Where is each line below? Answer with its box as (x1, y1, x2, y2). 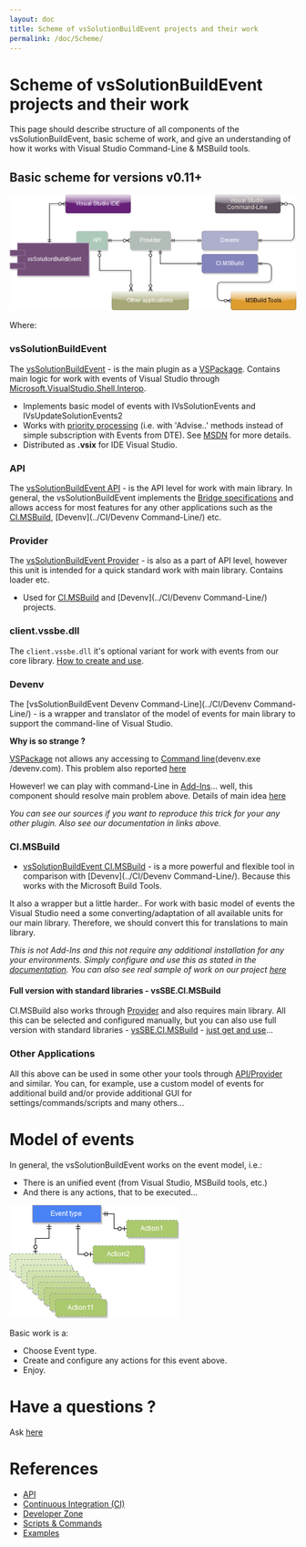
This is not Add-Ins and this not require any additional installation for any (9, 944, 285, 956)
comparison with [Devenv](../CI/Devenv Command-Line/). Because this (22, 871, 291, 882)
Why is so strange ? (9, 735, 87, 747)
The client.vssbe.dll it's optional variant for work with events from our (9, 645, 280, 656)
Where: (9, 320, 37, 331)
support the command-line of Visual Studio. (9, 717, 174, 728)
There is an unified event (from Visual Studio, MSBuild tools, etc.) (22, 1177, 268, 1188)
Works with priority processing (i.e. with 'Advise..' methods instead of (22, 419, 284, 430)
